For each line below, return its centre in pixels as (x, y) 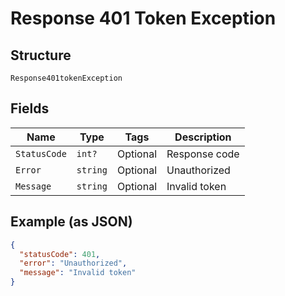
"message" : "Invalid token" (78, 273)
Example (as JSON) (71, 222)
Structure (41, 55)
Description (203, 137)
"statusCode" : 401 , (60, 254)
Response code (203, 154)
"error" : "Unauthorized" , (73, 263)
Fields (30, 108)
